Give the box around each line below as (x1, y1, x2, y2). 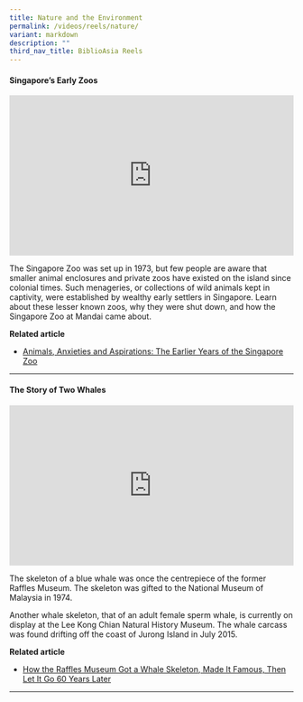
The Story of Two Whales (9, 385, 106, 396)
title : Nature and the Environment (9, 13, 143, 23)
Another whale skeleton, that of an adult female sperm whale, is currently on (9, 609, 293, 620)
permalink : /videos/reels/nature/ (9, 22, 140, 31)
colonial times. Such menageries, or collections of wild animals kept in (9, 282, 271, 293)
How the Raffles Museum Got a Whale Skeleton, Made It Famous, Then (22, 663, 287, 674)
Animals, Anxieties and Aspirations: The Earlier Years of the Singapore (22, 345, 284, 357)
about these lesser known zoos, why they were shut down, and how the (9, 301, 277, 312)
